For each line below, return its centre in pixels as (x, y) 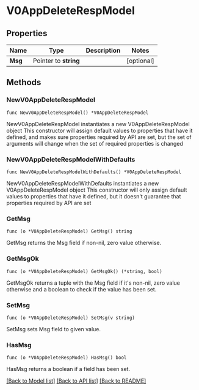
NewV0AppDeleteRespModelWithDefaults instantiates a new (83, 183)
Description (103, 51)
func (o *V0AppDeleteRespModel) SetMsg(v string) (71, 318)
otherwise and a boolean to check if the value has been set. (81, 289)
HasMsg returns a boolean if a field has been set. (68, 369)
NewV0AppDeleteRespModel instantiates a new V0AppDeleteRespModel (98, 124)
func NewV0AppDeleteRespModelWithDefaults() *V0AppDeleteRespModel (94, 172)
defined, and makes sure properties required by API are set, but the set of (99, 137)
